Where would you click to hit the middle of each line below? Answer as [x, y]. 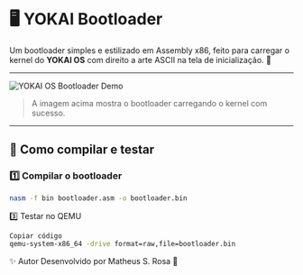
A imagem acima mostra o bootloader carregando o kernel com [149, 103]
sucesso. [48, 113]
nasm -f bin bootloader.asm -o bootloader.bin [98, 198]
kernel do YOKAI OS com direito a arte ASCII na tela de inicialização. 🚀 [141, 60]
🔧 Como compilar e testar [82, 150]
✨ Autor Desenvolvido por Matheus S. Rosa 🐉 [94, 261]
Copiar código [36, 236]
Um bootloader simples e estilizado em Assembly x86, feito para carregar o [150, 50]
